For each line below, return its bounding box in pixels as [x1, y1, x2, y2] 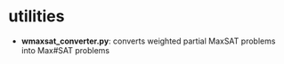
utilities [8, 6, 65, 27]
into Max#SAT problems [20, 44, 110, 55]
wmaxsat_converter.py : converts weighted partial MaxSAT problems [20, 36, 276, 46]
